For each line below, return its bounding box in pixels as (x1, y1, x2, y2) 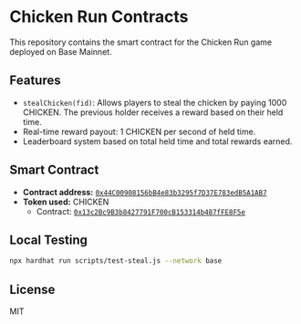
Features (9, 73, 61, 89)
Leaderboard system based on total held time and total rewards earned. (22, 135, 293, 147)
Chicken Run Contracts (9, 6, 189, 27)
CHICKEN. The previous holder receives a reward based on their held (22, 107, 284, 118)
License (9, 281, 56, 298)
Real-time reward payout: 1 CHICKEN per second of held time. (22, 126, 256, 137)
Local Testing (9, 232, 88, 247)
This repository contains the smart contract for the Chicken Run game (9, 37, 272, 47)
